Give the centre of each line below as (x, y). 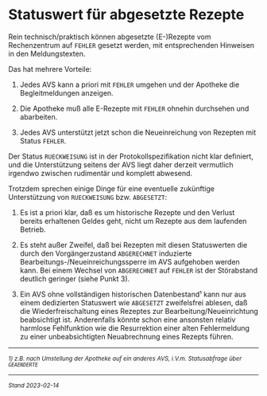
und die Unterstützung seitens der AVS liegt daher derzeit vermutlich (121, 164)
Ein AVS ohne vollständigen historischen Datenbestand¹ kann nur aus (133, 294)
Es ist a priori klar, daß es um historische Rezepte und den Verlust (127, 212)
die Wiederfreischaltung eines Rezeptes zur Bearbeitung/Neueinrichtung (139, 311)
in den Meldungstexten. (47, 53)
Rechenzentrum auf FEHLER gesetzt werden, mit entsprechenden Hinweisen (132, 45)
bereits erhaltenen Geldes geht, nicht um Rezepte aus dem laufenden (133, 221)
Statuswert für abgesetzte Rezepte (126, 15)
